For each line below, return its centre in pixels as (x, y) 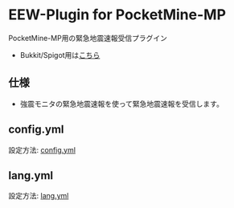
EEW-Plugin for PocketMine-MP (117, 15)
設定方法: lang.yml (39, 196)
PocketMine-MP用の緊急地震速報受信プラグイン (88, 38)
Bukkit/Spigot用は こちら (60, 55)
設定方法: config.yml (42, 149)
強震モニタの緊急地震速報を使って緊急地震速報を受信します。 (121, 104)
